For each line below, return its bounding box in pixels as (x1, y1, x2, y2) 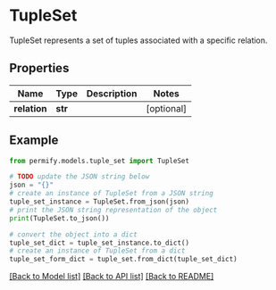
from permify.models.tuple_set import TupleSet (9, 156, 190, 165)
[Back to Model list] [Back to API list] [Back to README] (9, 271, 214, 282)
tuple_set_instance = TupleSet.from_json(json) (9, 197, 190, 206)
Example (9, 133, 59, 148)
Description (86, 87, 138, 99)
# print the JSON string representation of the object (9, 205, 218, 214)
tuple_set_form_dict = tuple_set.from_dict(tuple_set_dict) (9, 255, 238, 264)
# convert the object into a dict (9, 229, 138, 239)
